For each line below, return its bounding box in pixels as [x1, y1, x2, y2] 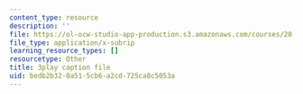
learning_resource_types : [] [9, 47, 119, 56]
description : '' [9, 21, 70, 30]
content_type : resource [9, 13, 99, 22]
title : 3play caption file [9, 64, 111, 73]
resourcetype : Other [9, 55, 87, 64]
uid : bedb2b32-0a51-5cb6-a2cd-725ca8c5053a [9, 72, 176, 81]
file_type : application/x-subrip [9, 38, 135, 47]
